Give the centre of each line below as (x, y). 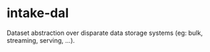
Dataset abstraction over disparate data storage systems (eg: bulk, (105, 33)
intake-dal (38, 13)
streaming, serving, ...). (41, 40)
